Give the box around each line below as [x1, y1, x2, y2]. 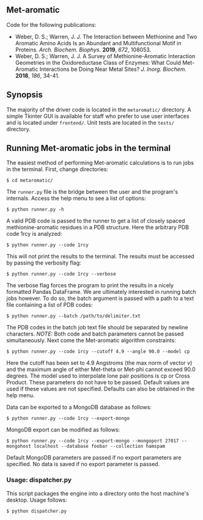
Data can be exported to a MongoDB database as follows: [6, 403, 152, 411]
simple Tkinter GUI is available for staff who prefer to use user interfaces [6, 112, 190, 120]
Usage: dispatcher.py [6, 476, 72, 485]
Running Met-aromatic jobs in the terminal [6, 143, 171, 153]
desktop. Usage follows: [6, 496, 67, 504]
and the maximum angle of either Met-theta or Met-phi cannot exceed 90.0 [6, 366, 196, 373]
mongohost [6, 443, 32, 450]
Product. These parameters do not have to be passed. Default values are [6, 379, 190, 386]
